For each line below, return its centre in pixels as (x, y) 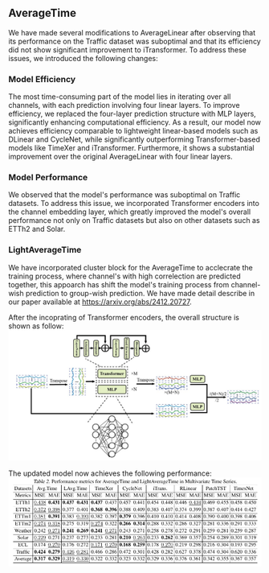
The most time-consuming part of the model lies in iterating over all (120, 97)
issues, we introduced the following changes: (83, 58)
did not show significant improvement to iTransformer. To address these (128, 49)
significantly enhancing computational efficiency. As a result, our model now (134, 122)
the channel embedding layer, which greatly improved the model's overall (130, 212)
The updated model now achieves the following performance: (110, 473)
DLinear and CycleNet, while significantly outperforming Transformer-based (134, 139)
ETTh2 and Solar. (37, 229)
